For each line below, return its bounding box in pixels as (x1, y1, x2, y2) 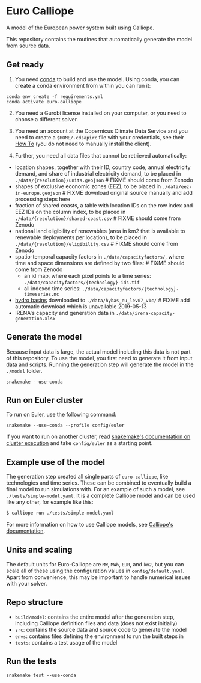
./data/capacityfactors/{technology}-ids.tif (23, 280, 140, 286)
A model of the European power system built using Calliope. (6, 24, 155, 31)
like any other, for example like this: (6, 498, 94, 506)
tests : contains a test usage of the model (14, 639, 118, 646)
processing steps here (14, 195, 71, 203)
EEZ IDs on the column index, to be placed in (14, 208, 126, 215)
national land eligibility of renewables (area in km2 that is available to (14, 227, 185, 234)
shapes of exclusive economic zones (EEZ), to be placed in (14, 182, 161, 190)
